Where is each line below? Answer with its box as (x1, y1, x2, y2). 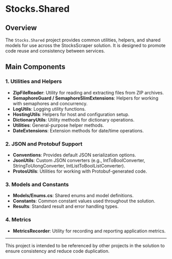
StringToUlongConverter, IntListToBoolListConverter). (12, 162, 125, 169)
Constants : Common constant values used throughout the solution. (12, 198, 156, 204)
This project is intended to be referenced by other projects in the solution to (5, 242, 165, 248)
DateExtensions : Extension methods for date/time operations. (12, 127, 144, 133)
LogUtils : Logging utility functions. (12, 106, 86, 112)
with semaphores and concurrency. (12, 100, 88, 106)
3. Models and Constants (5, 181, 69, 188)
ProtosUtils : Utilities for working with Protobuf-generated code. (12, 168, 147, 174)
